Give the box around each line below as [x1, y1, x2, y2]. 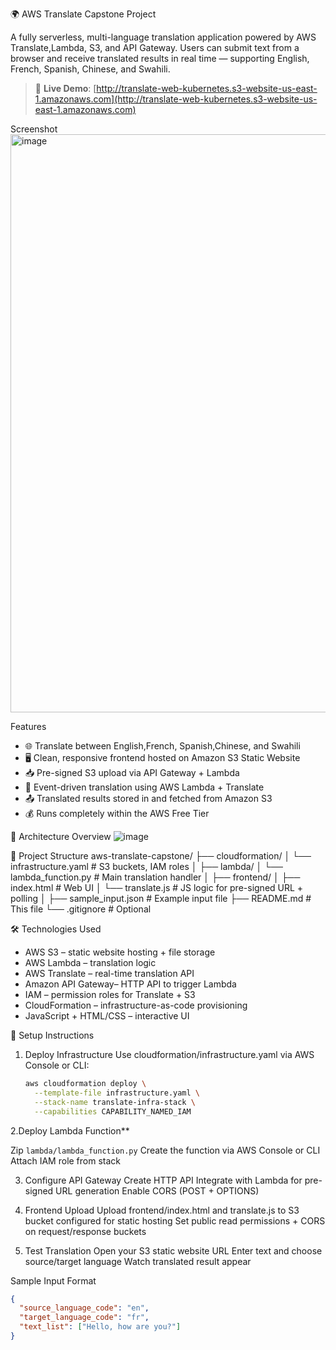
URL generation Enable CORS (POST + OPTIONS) [55, 1184, 260, 1197]
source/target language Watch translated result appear [24, 1255, 252, 1267]
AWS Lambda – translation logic [24, 957, 157, 968]
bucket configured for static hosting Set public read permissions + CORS [24, 1214, 326, 1227]
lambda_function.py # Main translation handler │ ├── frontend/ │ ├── [10, 871, 301, 883]
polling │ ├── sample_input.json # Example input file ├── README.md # [10, 893, 312, 904]
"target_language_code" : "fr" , [19, 1313, 150, 1323]
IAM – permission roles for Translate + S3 [24, 989, 196, 1000]
